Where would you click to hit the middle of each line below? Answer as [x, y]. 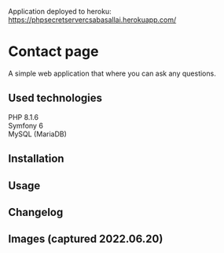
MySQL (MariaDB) [37, 134]
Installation [36, 159]
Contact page [53, 52]
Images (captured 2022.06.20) [86, 239]
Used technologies [55, 98]
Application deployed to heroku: [60, 11]
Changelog [36, 212]
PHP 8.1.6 [24, 117]
